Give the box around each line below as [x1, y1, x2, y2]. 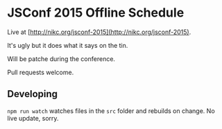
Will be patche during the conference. [7, 54, 116, 63]
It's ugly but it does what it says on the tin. [7, 41, 128, 49]
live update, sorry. [7, 114, 59, 122]
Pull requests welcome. [7, 68, 74, 76]
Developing [7, 88, 58, 100]
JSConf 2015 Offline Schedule [7, 5, 185, 21]
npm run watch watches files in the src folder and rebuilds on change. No [7, 106, 215, 115]
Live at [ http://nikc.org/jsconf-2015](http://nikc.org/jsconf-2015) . [7, 28, 191, 36]
